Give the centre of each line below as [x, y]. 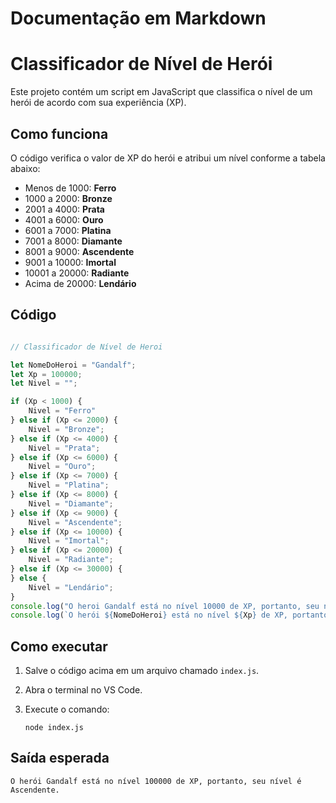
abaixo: [25, 168]
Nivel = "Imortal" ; [69, 541]
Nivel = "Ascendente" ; [75, 522]
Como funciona [59, 133]
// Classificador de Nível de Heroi [86, 347]
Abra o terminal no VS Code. [83, 690]
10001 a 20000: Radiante [77, 273]
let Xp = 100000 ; [46, 374]
